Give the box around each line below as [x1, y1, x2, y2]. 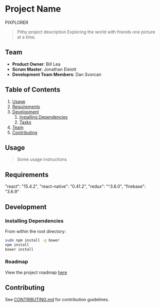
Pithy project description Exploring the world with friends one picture [17, 29, 156, 35]
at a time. [17, 34, 36, 40]
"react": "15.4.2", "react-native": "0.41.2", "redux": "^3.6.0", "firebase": [5, 183, 146, 189]
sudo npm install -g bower [5, 237, 60, 243]
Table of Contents [5, 86, 61, 94]
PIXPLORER [5, 19, 28, 25]
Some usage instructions [17, 157, 67, 163]
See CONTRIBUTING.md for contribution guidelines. [5, 296, 109, 302]
